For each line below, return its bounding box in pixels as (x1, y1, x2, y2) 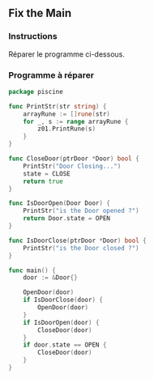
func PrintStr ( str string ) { (8, 102, 107, 110)
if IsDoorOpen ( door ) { (23, 318, 100, 326)
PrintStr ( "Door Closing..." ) (23, 162, 122, 170)
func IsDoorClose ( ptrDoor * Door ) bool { (8, 236, 148, 245)
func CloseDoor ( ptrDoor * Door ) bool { (8, 155, 139, 163)
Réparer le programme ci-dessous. (8, 49, 126, 59)
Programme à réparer (8, 69, 95, 80)
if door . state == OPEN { (23, 341, 107, 349)
